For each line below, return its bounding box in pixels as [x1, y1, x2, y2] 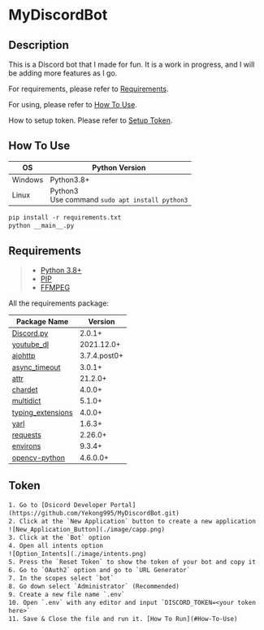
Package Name [15, 316, 69, 326]
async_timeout [11, 362, 61, 371]
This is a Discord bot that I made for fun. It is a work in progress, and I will [8, 59, 255, 69]
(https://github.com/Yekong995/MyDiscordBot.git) [8, 509, 180, 517]
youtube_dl [11, 340, 50, 350]
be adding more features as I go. [8, 68, 118, 78]
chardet [11, 385, 38, 395]
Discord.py [11, 328, 49, 338]
